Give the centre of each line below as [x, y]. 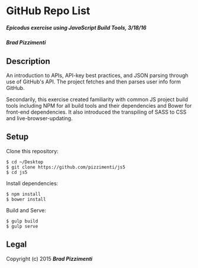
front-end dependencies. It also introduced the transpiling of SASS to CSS [96, 112]
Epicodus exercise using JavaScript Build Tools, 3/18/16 [76, 27]
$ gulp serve [22, 226]
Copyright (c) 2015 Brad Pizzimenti [49, 259]
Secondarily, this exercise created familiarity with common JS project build [97, 99]
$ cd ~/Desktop [25, 162]
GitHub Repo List [48, 11]
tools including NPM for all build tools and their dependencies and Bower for [99, 105]
